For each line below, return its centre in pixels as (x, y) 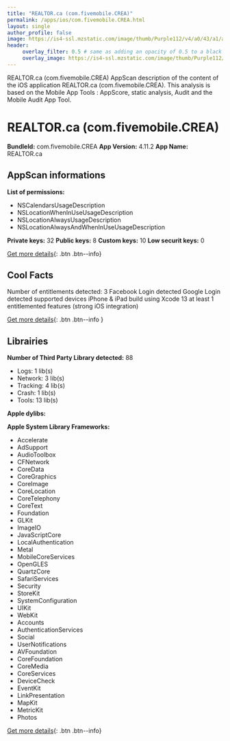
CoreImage (33, 484)
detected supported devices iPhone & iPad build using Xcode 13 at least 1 (111, 299)
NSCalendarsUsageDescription (61, 205)
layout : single (29, 26)
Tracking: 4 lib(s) (41, 386)
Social (26, 637)
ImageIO (29, 528)
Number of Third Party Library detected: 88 (70, 358)
